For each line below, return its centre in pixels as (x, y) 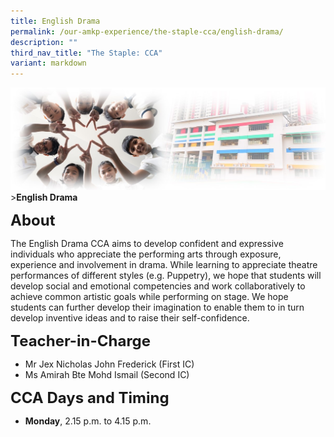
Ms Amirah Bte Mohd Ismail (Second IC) (107, 375)
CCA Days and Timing (90, 398)
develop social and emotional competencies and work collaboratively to (158, 286)
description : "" (44, 42)
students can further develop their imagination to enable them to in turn (157, 307)
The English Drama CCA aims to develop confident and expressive (147, 244)
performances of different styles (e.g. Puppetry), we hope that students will (166, 276)
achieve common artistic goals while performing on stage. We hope (149, 297)
